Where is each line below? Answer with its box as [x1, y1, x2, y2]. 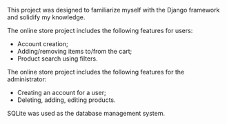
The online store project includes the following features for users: [7, 27, 193, 34]
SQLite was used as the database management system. [7, 110, 166, 117]
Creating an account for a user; [17, 89, 106, 96]
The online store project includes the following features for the [7, 68, 185, 76]
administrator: [7, 75, 47, 83]
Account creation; [17, 40, 68, 48]
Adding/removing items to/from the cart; [17, 48, 132, 55]
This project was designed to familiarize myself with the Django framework [7, 6, 220, 14]
